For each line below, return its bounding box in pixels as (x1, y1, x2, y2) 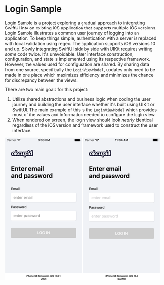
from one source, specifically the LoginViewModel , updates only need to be (5, 66, 156, 72)
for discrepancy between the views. (5, 77, 78, 83)
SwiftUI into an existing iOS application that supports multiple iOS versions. (5, 25, 157, 30)
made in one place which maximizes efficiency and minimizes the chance (5, 72, 154, 78)
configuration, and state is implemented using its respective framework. (5, 56, 151, 62)
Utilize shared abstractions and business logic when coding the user (12, 96, 151, 102)
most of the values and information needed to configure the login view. (12, 112, 156, 117)
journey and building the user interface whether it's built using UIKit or (12, 101, 155, 107)
